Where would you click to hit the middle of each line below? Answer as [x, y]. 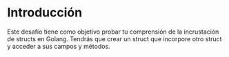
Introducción [45, 13]
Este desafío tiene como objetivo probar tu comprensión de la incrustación [113, 32]
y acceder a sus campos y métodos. [59, 46]
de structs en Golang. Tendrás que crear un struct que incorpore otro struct [114, 38]
